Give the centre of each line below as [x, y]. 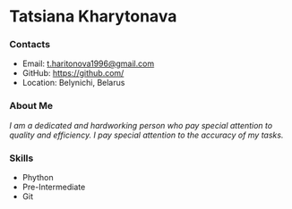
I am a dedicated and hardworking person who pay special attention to [141, 125]
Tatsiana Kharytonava [93, 17]
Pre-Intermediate [54, 187]
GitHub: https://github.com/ [73, 73]
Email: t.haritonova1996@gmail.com [88, 63]
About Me [31, 106]
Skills [21, 158]
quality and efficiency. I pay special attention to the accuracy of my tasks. [146, 135]
